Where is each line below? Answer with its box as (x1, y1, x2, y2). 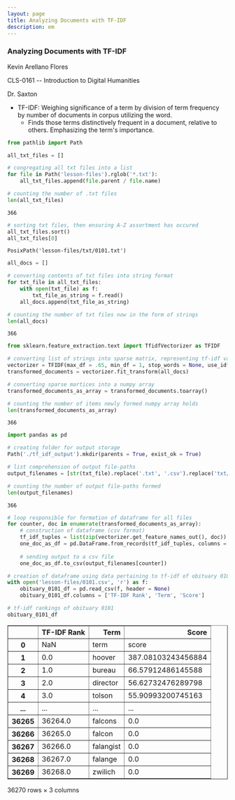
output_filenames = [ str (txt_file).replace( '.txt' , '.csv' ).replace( (7, 469, 215, 477)
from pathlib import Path (7, 139, 83, 146)
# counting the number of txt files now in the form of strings (7, 311, 199, 318)
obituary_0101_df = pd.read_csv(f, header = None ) (20, 585, 171, 593)
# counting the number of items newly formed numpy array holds (7, 400, 199, 407)
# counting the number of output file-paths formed (7, 482, 161, 490)
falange (92, 754, 117, 764)
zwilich (92, 766, 115, 776)
